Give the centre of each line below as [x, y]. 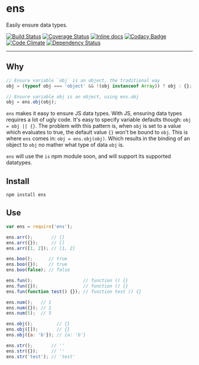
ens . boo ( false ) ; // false [38, 270]
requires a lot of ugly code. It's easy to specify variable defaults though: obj [99, 119]
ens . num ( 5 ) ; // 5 [29, 313]
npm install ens [26, 195]
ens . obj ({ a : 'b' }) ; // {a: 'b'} [46, 335]
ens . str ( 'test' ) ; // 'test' [41, 357]
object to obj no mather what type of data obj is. [65, 145]
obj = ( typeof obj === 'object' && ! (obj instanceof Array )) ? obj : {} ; [99, 86]
